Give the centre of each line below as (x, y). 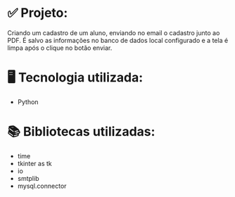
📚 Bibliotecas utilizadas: (81, 132)
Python (28, 102)
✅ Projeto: (38, 13)
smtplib (28, 178)
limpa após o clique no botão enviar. (60, 48)
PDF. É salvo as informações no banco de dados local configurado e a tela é (118, 40)
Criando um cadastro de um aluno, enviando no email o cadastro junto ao (114, 32)
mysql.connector (42, 186)
